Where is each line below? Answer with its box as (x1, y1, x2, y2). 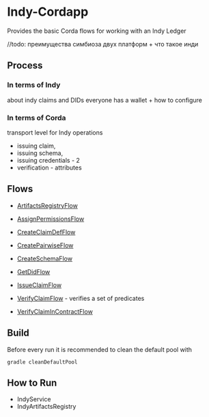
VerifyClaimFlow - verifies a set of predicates (16, 294, 145, 302)
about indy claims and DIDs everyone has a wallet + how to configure (7, 96, 203, 104)
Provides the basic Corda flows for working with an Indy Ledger (7, 27, 186, 35)
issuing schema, (16, 148, 64, 157)
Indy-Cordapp (7, 4, 89, 20)
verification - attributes (16, 163, 82, 172)
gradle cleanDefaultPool (7, 358, 78, 366)
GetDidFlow (16, 267, 51, 275)
